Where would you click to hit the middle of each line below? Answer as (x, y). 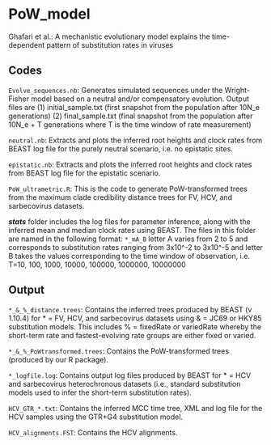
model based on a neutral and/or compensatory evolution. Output (140, 99)
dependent (27, 44)
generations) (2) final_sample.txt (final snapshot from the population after (131, 116)
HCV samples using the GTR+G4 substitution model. (96, 417)
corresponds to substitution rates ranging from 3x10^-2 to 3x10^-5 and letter (135, 247)
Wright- (237, 90)
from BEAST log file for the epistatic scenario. (85, 173)
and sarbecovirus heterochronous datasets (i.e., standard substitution (125, 384)
